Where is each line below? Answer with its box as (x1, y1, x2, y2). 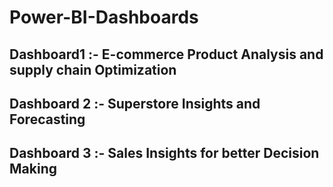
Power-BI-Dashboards (9, 6, 199, 29)
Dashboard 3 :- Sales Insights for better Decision (9, 145, 320, 162)
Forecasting (9, 111, 86, 128)
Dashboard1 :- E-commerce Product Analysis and (9, 46, 324, 63)
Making (9, 161, 57, 178)
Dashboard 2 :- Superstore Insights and (9, 95, 261, 112)
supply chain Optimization (9, 61, 177, 78)
